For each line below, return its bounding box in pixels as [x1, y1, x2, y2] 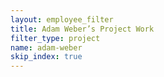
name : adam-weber [10, 42, 83, 53]
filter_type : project [10, 33, 101, 43]
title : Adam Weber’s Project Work [10, 24, 155, 34]
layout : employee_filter [10, 14, 114, 25]
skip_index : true [10, 52, 83, 62]
